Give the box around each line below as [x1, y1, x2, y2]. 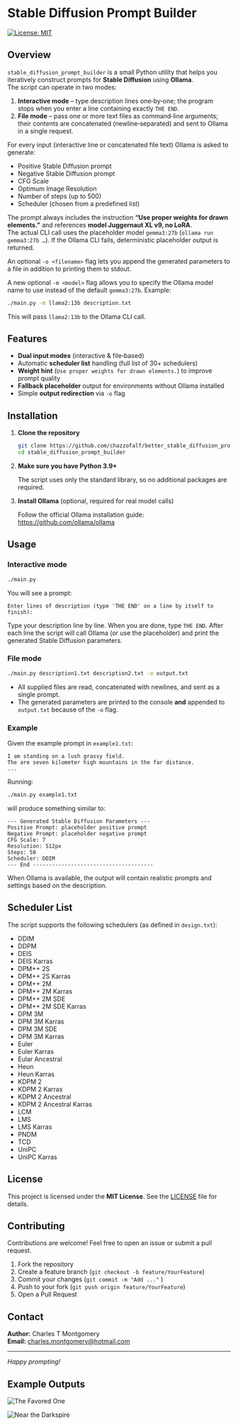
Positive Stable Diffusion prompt [17, 162, 112, 170]
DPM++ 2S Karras [17, 972, 71, 980]
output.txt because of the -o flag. [17, 705, 118, 714]
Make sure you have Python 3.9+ [17, 462, 118, 470]
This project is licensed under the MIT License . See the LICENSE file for [7, 1192, 217, 1201]
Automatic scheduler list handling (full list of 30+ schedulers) [17, 359, 198, 368]
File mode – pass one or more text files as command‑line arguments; [17, 111, 218, 120]
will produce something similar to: [7, 804, 106, 812]
